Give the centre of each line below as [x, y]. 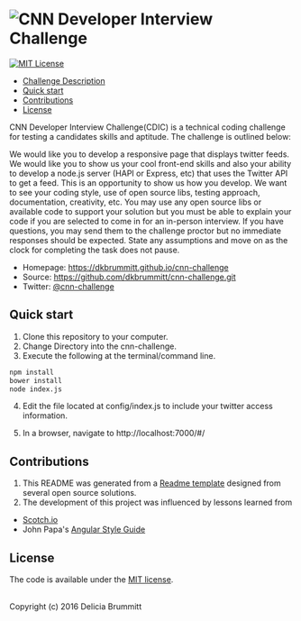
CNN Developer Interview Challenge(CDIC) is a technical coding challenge [147, 127]
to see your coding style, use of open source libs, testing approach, [135, 192]
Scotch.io [40, 520]
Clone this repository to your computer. [95, 336]
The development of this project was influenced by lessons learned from [157, 502]
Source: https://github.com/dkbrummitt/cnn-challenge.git [129, 277]
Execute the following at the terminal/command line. [119, 355]
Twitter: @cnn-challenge [68, 286]
